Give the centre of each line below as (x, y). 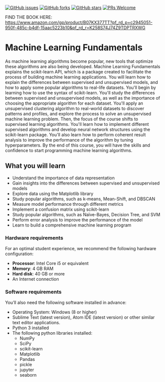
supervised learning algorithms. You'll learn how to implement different (77, 124)
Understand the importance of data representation (63, 178)
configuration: (19, 254)
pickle (26, 365)
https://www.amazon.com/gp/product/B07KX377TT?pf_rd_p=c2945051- (79, 22)
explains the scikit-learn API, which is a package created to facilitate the (78, 72)
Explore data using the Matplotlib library (53, 193)
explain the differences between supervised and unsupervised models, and (82, 82)
